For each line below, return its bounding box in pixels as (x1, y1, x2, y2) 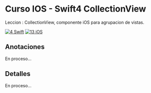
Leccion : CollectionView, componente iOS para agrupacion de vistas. (5, 19, 145, 25)
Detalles (5, 70, 31, 78)
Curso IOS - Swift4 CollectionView (5, 3, 147, 15)
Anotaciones (5, 43, 45, 51)
